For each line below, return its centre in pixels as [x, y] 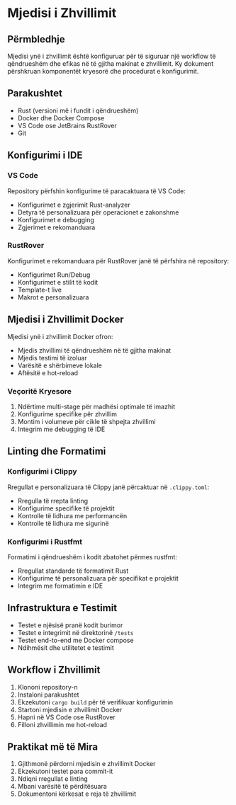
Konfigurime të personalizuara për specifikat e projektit [98, 578]
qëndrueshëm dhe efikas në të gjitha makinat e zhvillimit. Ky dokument [111, 64]
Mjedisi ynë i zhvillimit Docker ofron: [60, 336]
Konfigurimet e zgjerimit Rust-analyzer [74, 205]
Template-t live [40, 290]
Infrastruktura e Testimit [62, 608]
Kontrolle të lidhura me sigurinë [63, 523]
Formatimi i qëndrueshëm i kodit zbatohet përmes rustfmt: [92, 556]
